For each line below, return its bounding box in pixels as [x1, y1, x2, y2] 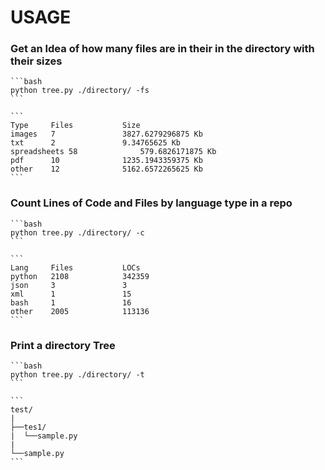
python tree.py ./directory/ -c [10, 227, 145, 238]
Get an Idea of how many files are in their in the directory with [10, 42, 315, 56]
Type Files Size [10, 121, 141, 131]
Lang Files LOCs [10, 262, 141, 273]
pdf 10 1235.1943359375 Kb [10, 156, 203, 166]
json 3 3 [10, 280, 128, 290]
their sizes [10, 54, 63, 68]
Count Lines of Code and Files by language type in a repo [10, 196, 293, 210]
